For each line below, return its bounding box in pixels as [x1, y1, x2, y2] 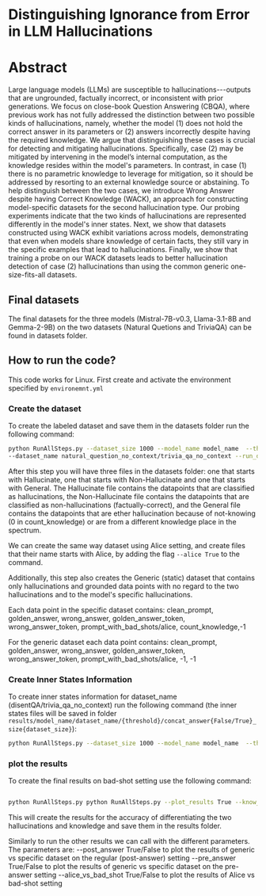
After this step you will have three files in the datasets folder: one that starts [8, 466, 255, 476]
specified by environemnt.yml [8, 383, 104, 393]
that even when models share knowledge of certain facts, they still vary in [8, 236, 249, 246]
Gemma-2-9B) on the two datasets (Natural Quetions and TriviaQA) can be [8, 322, 252, 332]
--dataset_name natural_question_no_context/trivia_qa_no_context [8, 452, 232, 460]
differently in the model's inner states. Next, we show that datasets [8, 219, 226, 229]
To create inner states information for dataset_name [8, 692, 178, 702]
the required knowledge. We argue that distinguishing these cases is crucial [8, 135, 256, 145]
